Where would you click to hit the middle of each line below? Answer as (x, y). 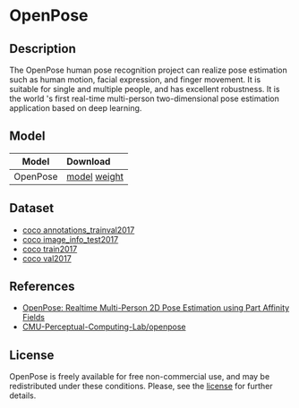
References (42, 287)
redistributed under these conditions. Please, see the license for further (141, 387)
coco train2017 (50, 249)
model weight (95, 176)
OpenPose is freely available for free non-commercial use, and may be (140, 377)
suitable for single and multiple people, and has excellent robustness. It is (145, 89)
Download (89, 161)
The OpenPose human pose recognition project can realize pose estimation (149, 70)
